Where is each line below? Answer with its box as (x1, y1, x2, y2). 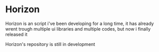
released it (5, 31, 28, 37)
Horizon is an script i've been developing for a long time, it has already (5, 20, 154, 27)
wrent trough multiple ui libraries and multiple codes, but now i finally (5, 25, 151, 32)
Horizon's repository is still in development (5, 41, 96, 47)
